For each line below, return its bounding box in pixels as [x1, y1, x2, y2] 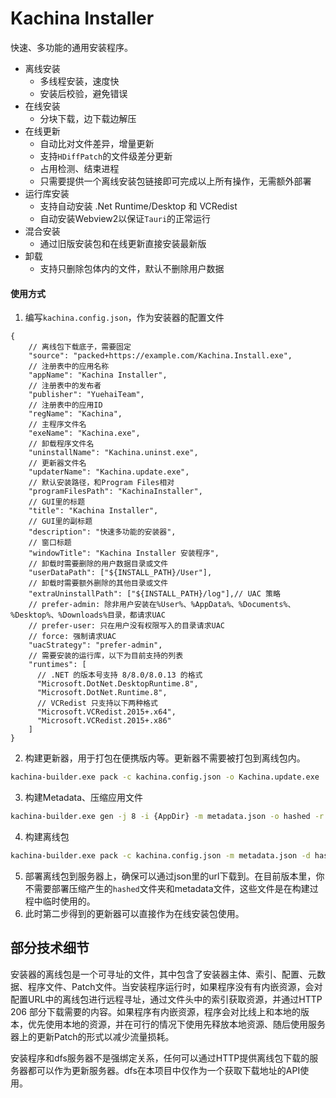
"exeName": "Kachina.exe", [28, 428, 141, 439]
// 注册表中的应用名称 [28, 362, 110, 372]
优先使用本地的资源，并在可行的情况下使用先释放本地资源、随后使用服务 [27, 1018, 326, 1030]
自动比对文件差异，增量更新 [39, 137, 155, 149]
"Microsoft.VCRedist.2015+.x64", [36, 707, 177, 717]
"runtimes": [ [28, 660, 87, 670]
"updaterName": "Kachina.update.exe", [28, 467, 190, 477]
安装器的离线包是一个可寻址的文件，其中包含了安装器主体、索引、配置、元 [10, 968, 317, 980]
